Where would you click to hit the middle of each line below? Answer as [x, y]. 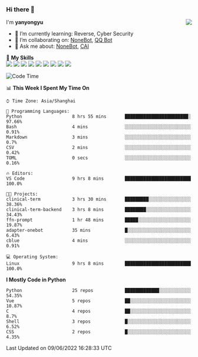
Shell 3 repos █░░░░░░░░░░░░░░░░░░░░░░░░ [99, 322]
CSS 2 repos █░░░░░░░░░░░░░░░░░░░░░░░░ [99, 332]
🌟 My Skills [20, 58]
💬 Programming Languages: [38, 112]
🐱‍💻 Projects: [22, 194]
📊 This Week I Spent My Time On [48, 88]
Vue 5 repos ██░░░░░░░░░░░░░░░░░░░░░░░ [99, 301]
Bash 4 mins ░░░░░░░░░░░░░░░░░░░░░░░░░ [99, 127]
